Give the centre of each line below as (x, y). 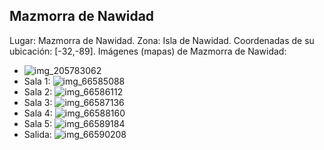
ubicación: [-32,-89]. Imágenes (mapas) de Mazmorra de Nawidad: (148, 51)
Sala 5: (38, 123)
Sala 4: (38, 113)
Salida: (37, 134)
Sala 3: (38, 102)
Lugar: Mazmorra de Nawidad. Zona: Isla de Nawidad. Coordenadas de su (162, 40)
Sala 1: (37, 81)
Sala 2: (38, 91)
